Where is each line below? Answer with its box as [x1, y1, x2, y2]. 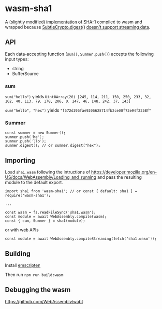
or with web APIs [5, 227, 39, 233]
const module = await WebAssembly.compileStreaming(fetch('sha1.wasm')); [5, 236, 157, 241]
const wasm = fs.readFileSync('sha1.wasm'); [5, 210, 96, 215]
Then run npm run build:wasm [5, 272, 64, 278]
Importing [5, 156, 35, 165]
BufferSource [12, 71, 39, 77]
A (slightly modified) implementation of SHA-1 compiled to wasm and [5, 19, 143, 25]
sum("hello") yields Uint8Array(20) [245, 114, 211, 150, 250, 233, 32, [5, 94, 151, 100]
